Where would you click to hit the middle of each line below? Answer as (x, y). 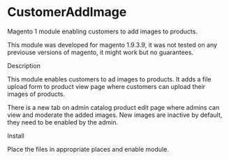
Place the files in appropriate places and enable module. (88, 149)
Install (16, 136)
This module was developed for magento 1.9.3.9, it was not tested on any (112, 45)
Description (24, 65)
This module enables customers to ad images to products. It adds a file (109, 79)
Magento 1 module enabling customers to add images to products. (102, 31)
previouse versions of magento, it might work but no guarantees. (101, 52)
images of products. (36, 94)
